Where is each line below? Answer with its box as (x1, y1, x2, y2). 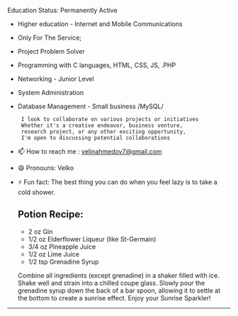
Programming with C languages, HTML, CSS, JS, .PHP (17, 61, 176, 69)
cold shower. (17, 188, 55, 196)
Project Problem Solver (17, 47, 85, 55)
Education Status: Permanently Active (7, 6, 118, 14)
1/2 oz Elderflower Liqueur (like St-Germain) (28, 235, 157, 243)
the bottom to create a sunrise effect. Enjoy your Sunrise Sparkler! (17, 293, 211, 302)
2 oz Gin (28, 227, 53, 236)
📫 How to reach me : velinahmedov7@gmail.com (17, 147, 162, 155)
